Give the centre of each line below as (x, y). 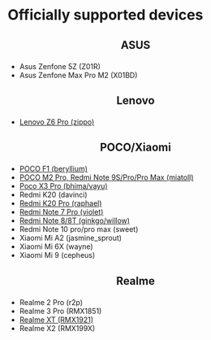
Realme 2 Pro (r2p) (51, 302)
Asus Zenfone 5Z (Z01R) (60, 66)
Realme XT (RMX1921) (56, 320)
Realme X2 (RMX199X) (57, 328)
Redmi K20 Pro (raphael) (60, 203)
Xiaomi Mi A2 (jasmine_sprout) (71, 238)
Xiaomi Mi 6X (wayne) (56, 246)
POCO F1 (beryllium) (54, 169)
